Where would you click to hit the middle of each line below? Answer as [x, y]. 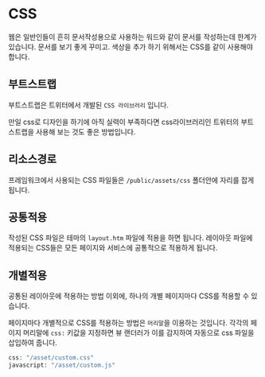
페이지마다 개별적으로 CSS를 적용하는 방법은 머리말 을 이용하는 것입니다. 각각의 [129, 323]
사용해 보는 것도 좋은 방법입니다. [86, 131]
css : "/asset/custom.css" [51, 358]
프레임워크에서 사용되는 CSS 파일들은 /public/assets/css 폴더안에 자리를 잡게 [131, 180]
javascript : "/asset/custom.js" [62, 365]
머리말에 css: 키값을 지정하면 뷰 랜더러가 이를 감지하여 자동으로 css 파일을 [138, 333]
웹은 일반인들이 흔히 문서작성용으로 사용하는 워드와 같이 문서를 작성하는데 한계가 [132, 37]
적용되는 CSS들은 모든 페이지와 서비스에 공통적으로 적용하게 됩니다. [113, 248]
